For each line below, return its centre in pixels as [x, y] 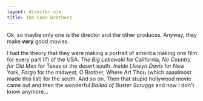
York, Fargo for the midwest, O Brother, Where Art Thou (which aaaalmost [99, 72]
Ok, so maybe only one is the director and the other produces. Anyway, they [102, 34]
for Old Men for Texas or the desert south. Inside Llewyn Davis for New [96, 66]
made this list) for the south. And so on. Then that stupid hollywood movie [99, 79]
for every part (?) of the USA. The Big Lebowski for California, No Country [99, 59]
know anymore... [28, 91]
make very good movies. [38, 41]
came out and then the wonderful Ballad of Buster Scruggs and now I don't [101, 85]
